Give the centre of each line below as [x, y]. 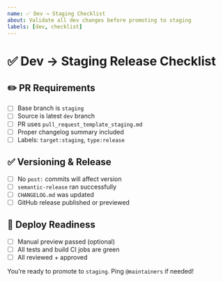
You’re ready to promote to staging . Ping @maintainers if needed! [100, 271]
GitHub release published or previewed [74, 202]
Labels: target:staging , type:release [71, 139]
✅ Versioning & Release [59, 162]
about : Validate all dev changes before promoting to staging [99, 20]
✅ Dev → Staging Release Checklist [111, 61]
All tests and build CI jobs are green [68, 249]
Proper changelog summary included [70, 132]
